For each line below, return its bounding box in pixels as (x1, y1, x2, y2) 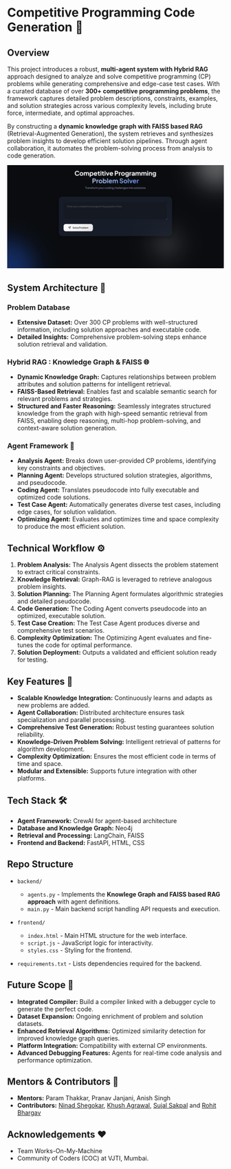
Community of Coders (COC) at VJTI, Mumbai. (16, 1154, 149, 1163)
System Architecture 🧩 (7, 282, 107, 294)
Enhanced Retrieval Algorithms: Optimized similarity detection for (16, 1027, 206, 1035)
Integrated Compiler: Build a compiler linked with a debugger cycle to (16, 997, 216, 1005)
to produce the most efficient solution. (16, 523, 126, 531)
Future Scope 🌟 (7, 979, 74, 991)
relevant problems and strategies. (16, 395, 113, 403)
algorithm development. (16, 745, 85, 754)
